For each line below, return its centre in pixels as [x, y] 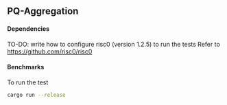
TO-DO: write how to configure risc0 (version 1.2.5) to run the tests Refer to [114, 44]
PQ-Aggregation [43, 11]
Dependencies [28, 28]
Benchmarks [26, 67]
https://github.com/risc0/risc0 [50, 51]
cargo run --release [37, 95]
